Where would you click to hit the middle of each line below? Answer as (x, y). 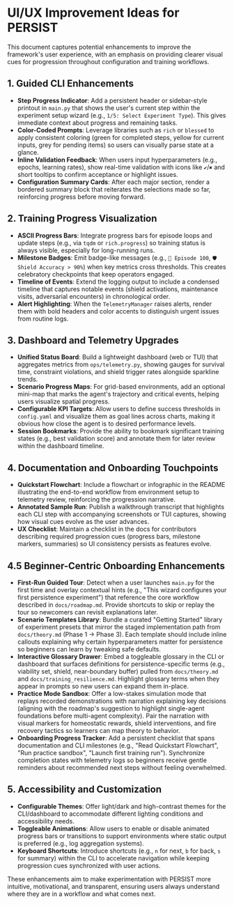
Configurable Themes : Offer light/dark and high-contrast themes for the (122, 806)
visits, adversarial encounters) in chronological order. (94, 296)
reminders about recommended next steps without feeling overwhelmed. (122, 767)
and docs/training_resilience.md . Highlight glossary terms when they (118, 679)
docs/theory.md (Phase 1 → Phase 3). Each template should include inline (122, 634)
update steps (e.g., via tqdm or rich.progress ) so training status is (111, 242)
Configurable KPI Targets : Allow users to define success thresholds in (119, 409)
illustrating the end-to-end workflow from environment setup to (108, 492)
